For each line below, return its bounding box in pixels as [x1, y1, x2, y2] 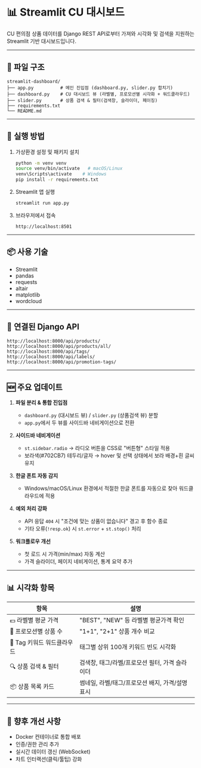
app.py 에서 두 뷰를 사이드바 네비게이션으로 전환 [24, 419, 135, 427]
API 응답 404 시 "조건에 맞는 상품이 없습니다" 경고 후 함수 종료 [24, 517, 168, 525]
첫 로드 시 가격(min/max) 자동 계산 [24, 550, 106, 558]
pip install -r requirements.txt [15, 177, 99, 183]
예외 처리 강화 [15, 505, 47, 512]
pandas [15, 272, 35, 279]
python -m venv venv [15, 160, 67, 166]
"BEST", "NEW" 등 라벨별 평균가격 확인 [79, 616, 184, 624]
